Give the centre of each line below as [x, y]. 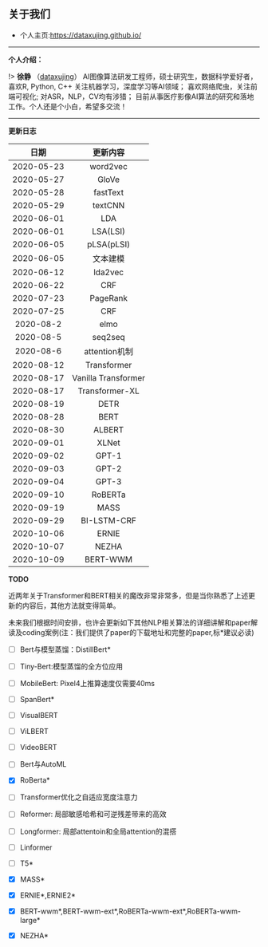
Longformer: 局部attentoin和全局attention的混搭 [98, 831]
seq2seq [108, 337]
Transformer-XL [108, 391]
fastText [108, 192]
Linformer [36, 847]
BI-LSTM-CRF [109, 520]
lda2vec [108, 272]
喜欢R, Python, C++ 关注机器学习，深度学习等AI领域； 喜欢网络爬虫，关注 [130, 86]
